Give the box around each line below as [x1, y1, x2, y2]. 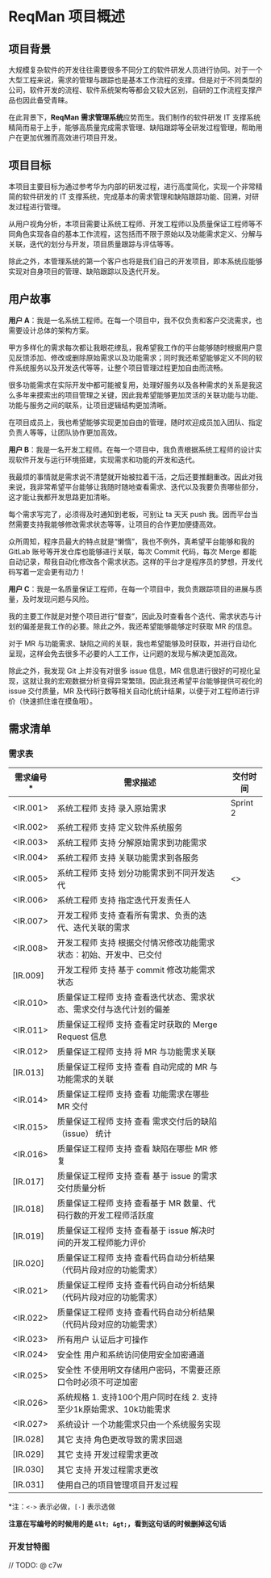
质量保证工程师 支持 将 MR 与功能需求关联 [56, 1046, 216, 1058]
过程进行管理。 [15, 201, 65, 211]
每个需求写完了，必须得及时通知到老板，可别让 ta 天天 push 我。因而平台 [8, 509, 252, 519]
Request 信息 [56, 1031, 107, 1042]
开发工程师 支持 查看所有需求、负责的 [56, 910, 199, 921]
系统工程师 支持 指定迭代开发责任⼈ [56, 894, 191, 906]
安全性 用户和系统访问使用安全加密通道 [56, 1349, 206, 1361]
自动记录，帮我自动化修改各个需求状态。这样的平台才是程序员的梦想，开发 [8, 557, 256, 566]
